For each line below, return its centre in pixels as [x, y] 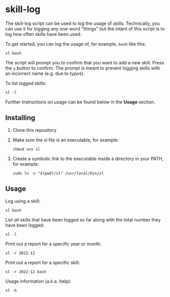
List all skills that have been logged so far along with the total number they [83, 219]
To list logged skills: [26, 83]
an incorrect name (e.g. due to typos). [45, 73]
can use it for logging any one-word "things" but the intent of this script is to [85, 28]
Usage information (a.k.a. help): [38, 281]
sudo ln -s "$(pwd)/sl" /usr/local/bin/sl [58, 173]
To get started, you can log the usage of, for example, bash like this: [76, 44]
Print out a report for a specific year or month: [53, 244]
